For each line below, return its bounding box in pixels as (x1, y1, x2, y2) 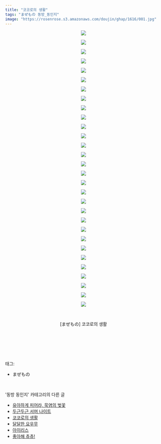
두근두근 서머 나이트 (12, 409, 51, 415)
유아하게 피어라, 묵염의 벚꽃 (12, 402, 66, 408)
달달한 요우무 (12, 421, 38, 427)
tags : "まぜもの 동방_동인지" (5, 12, 60, 17)
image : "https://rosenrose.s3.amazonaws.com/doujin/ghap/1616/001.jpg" (5, 16, 157, 21)
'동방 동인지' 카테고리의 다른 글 (5, 392, 65, 398)
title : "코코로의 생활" (5, 7, 48, 12)
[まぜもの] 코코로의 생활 (60, 321, 107, 327)
